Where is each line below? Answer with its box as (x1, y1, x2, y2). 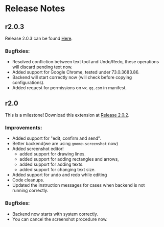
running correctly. (12, 187, 48, 194)
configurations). (12, 79, 45, 86)
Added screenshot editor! (12, 146, 64, 152)
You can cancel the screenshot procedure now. (12, 216, 108, 222)
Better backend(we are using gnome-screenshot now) (12, 141, 118, 147)
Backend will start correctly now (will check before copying (12, 75, 132, 80)
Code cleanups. (12, 177, 45, 183)
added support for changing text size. (19, 167, 96, 173)
